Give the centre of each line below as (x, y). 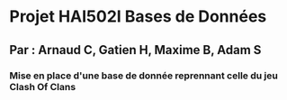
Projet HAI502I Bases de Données (138, 17)
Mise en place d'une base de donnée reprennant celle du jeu (144, 76)
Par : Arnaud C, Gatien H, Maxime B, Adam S (135, 50)
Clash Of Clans (43, 86)
